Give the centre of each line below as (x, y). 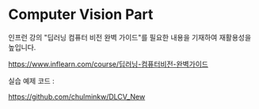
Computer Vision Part (81, 15)
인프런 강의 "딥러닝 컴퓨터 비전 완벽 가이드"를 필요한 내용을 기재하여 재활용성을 (130, 37)
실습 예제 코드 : (32, 81)
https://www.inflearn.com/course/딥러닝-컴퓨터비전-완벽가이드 (108, 64)
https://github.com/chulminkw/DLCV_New (77, 96)
